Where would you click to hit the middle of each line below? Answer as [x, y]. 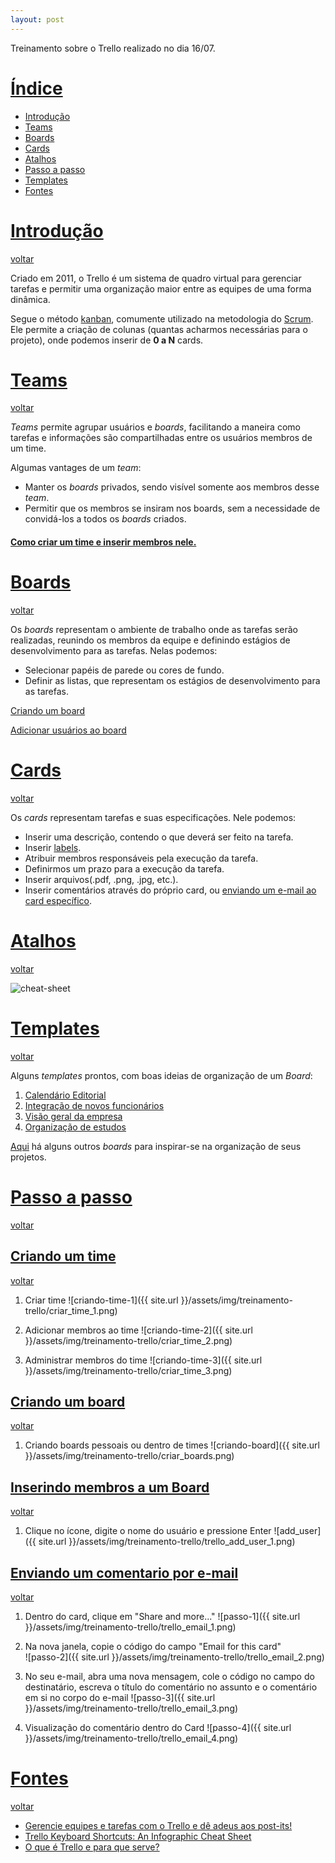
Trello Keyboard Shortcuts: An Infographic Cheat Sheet [138, 1836]
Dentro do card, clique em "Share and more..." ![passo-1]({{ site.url [162, 1616]
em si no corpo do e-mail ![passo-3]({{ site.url [120, 1697]
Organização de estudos [75, 1127]
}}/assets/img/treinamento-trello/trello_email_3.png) [131, 1708]
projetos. [28, 1157]
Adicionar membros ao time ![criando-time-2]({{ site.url [138, 1330]
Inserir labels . [53, 847]
